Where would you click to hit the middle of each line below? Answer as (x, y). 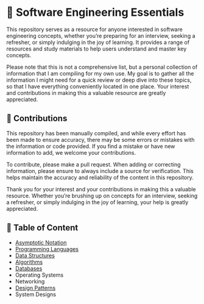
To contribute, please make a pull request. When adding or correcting (93, 164)
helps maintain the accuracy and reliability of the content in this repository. (100, 177)
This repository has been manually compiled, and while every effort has (96, 133)
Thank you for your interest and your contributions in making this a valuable (101, 189)
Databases (29, 268)
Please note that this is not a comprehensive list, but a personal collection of (102, 67)
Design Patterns (35, 288)
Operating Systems (39, 275)
